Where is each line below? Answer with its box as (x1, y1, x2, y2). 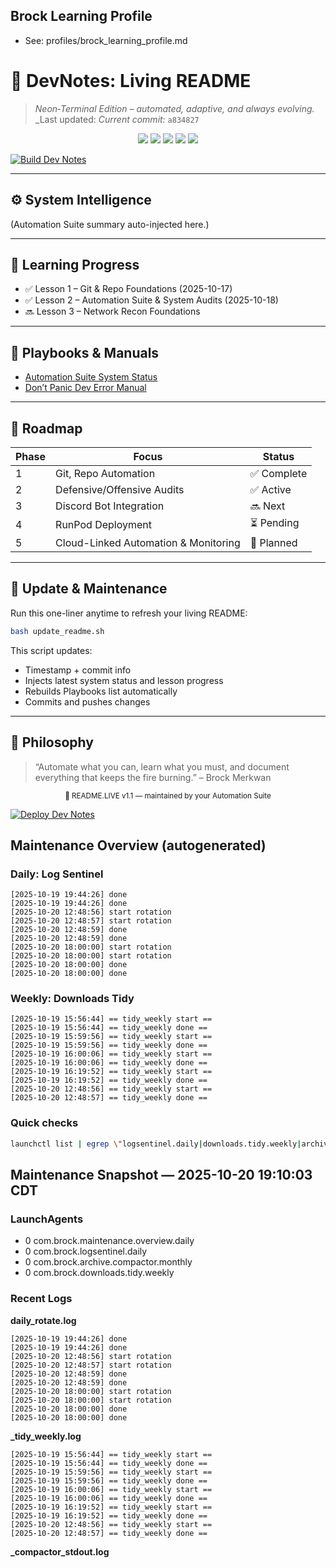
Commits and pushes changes (24, 695, 151, 708)
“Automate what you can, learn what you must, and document (34, 760, 290, 773)
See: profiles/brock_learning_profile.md (24, 34, 188, 46)
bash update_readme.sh (10, 626, 105, 636)
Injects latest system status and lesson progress (24, 674, 224, 686)
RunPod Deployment (55, 517, 152, 531)
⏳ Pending (249, 516, 300, 529)
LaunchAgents (10, 1212, 84, 1226)
